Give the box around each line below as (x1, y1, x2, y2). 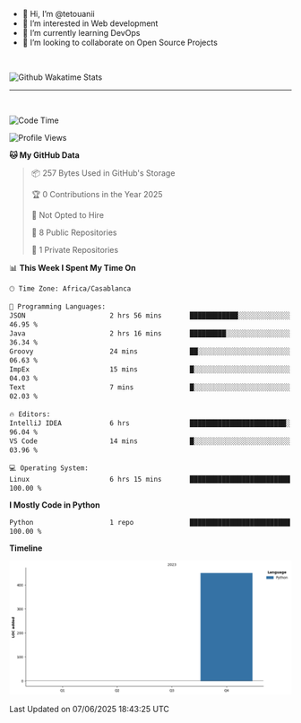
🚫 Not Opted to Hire (30, 210, 105, 220)
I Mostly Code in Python (9, 500, 100, 510)
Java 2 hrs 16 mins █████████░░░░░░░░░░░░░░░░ (9, 329, 291, 338)
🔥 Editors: (9, 410, 51, 419)
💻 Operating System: (9, 464, 90, 473)
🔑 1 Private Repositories (30, 245, 119, 255)
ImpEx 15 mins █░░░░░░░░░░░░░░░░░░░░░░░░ (9, 365, 291, 374)
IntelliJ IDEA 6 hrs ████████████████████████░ (9, 419, 291, 428)
